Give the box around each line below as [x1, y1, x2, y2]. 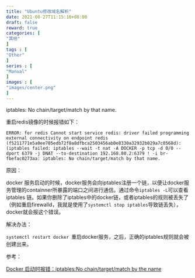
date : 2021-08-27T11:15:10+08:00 [6, 14, 88, 20]
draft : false [6, 19, 38, 25]
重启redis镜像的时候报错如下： [6, 118, 80, 125]
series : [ [6, 63, 33, 69]
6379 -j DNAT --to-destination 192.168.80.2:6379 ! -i [21, 150, 158, 156]
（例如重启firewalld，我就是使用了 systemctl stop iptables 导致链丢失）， [6, 201, 182, 208]
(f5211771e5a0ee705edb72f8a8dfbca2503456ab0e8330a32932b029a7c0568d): [6, 140, 182, 146]
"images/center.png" [6, 85, 57, 91]
